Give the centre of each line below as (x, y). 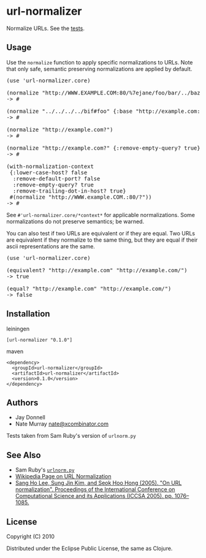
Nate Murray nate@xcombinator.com (62, 424)
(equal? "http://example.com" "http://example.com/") (89, 289)
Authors (22, 403)
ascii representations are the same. (51, 246)
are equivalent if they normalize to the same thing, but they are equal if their (102, 240)
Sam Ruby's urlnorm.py (45, 470)
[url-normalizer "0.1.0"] (39, 340)
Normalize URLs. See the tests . (45, 28)
